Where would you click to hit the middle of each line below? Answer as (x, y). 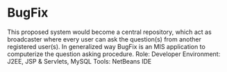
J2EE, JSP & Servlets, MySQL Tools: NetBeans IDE (79, 61)
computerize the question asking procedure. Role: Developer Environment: (114, 54)
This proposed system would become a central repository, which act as (109, 32)
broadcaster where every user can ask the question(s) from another (104, 39)
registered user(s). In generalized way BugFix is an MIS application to (107, 46)
